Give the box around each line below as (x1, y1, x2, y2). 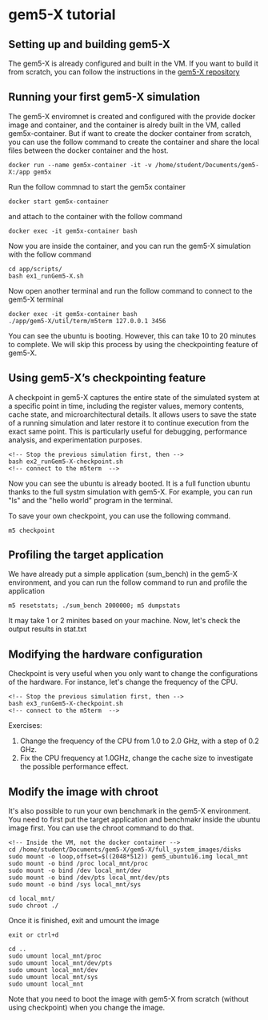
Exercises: (8, 721, 42, 730)
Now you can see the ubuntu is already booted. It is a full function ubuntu (8, 478, 250, 488)
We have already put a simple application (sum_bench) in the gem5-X (8, 570, 238, 579)
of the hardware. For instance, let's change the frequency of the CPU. (8, 678, 238, 687)
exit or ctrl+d (8, 931, 59, 939)
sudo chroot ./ (8, 902, 59, 910)
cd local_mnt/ (8, 894, 56, 903)
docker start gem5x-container (8, 198, 110, 206)
